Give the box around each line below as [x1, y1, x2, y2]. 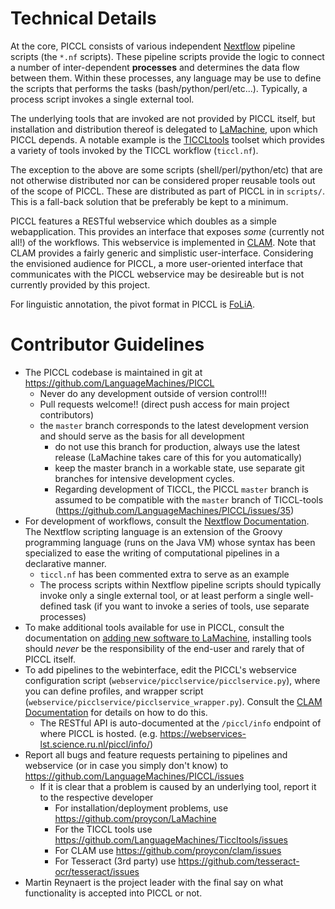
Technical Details [10, 7, 157, 30]
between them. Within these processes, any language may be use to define [10, 72, 322, 84]
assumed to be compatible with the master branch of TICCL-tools [54, 493, 324, 506]
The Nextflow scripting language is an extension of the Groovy [24, 525, 283, 537]
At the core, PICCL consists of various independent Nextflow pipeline [10, 40, 296, 52]
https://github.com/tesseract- [178, 855, 300, 867]
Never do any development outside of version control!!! [39, 387, 268, 399]
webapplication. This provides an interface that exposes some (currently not [10, 225, 325, 237]
